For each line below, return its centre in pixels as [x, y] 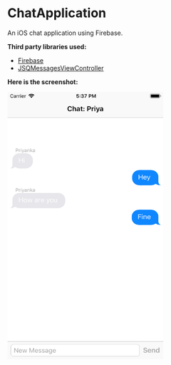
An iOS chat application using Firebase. [65, 33]
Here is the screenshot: [43, 82]
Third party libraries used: [47, 46]
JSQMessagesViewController [61, 68]
